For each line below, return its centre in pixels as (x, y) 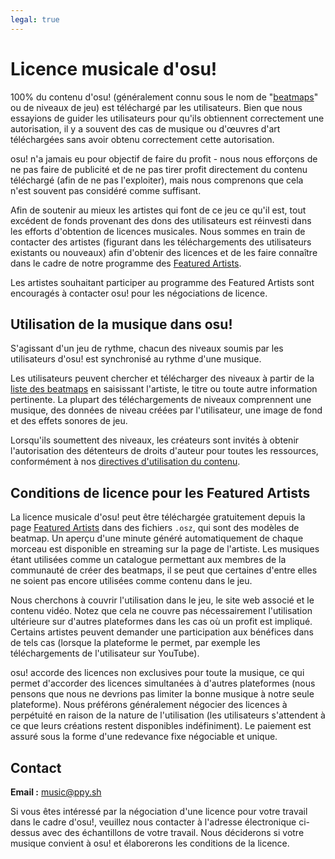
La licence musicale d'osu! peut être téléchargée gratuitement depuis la (158, 517)
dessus (25, 832)
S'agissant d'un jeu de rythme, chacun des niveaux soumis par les (147, 348)
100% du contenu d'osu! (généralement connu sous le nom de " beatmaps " (164, 97)
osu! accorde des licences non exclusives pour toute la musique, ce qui (157, 673)
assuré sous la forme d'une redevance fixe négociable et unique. (144, 737)
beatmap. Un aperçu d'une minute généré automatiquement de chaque (157, 538)
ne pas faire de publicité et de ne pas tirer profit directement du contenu (159, 169)
